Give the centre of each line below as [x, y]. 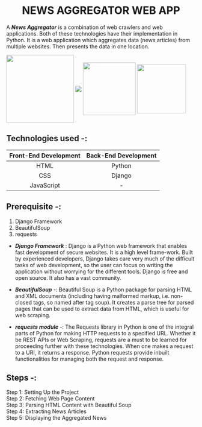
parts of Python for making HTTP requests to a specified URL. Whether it [105, 333]
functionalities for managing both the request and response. [89, 359]
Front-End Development [45, 156]
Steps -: [22, 378]
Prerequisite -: [34, 207]
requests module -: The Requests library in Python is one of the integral [104, 327]
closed [23, 302]
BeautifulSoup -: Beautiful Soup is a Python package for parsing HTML [103, 289]
